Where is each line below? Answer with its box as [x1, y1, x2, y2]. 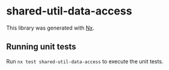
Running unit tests [6, 42, 76, 52]
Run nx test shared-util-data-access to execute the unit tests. [6, 57, 164, 65]
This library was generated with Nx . [6, 24, 94, 31]
